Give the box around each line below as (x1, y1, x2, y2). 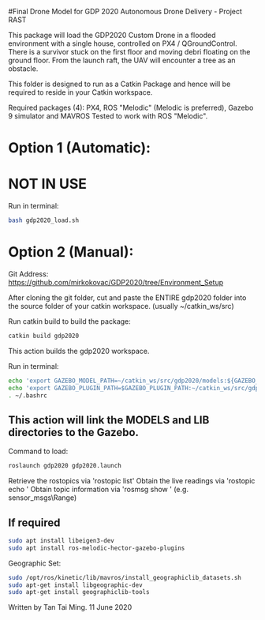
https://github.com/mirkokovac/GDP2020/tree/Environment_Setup (8, 277, 223, 287)
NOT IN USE (8, 175, 88, 193)
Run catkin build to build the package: (8, 316, 132, 326)
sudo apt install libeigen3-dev (8, 536, 114, 544)
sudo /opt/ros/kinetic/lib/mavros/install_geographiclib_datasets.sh (8, 573, 242, 581)
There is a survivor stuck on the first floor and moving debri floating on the (8, 47, 251, 56)
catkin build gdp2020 (8, 332, 80, 340)
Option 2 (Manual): (8, 243, 134, 261)
